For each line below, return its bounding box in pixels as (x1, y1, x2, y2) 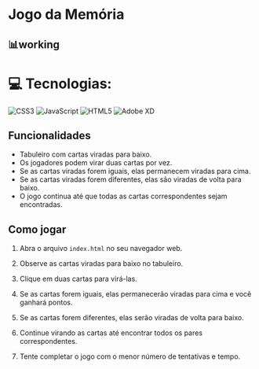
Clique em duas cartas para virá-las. (19, 274, 137, 284)
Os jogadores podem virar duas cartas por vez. (19, 158, 173, 168)
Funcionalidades (8, 128, 92, 142)
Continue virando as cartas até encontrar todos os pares (19, 328, 202, 338)
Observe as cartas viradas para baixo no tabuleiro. (19, 259, 184, 268)
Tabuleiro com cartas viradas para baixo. (19, 149, 152, 159)
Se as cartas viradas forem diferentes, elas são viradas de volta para (19, 175, 242, 184)
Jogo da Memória (8, 6, 125, 24)
